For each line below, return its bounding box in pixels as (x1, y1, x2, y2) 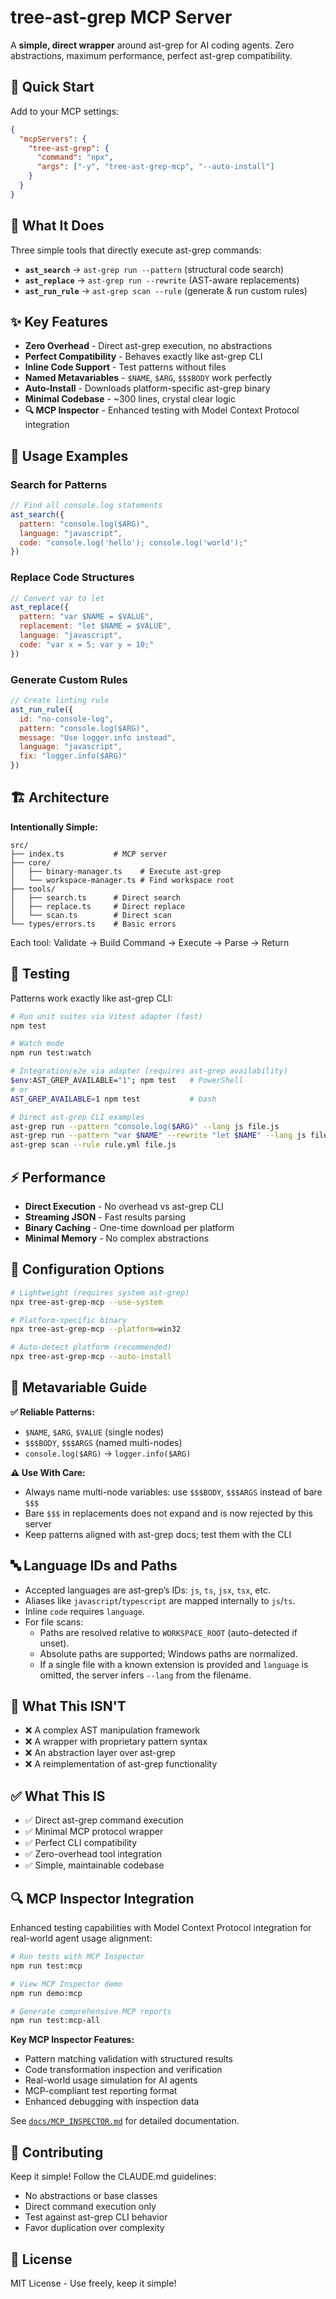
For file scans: (24, 1616, 84, 1628)
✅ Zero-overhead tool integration (24, 1848, 162, 1860)
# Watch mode (10, 1039, 65, 1049)
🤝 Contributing (10, 2144, 104, 2161)
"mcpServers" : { (19, 134, 87, 144)
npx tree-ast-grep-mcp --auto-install (10, 1352, 172, 1362)
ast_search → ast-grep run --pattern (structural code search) (24, 263, 285, 275)
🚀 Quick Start (10, 79, 95, 96)
